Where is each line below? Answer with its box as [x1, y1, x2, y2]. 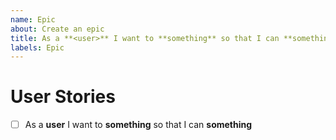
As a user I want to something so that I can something [24, 119, 253, 131]
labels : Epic [10, 42, 65, 53]
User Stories [10, 86, 116, 108]
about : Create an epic [10, 24, 105, 34]
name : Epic [10, 14, 56, 25]
